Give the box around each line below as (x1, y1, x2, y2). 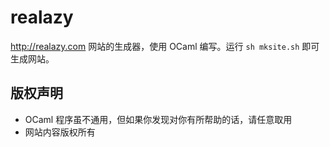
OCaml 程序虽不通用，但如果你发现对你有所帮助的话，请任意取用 (24, 113, 293, 125)
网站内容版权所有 (24, 126, 96, 138)
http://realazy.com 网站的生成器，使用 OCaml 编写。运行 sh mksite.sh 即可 (10, 40, 320, 52)
